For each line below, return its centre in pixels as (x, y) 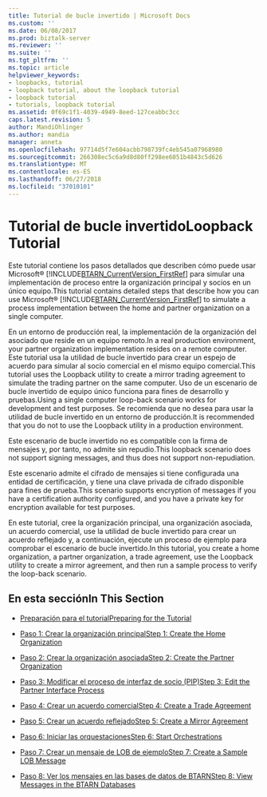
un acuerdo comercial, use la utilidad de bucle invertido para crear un (122, 531)
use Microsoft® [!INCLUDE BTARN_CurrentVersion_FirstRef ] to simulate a (127, 299)
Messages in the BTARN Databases (78, 784)
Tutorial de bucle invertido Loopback (131, 226)
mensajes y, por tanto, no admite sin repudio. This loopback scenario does (130, 449)
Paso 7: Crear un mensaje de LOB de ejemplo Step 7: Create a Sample (133, 751)
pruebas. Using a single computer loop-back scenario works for (112, 400)
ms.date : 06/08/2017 (43, 30)
